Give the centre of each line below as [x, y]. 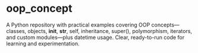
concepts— [165, 25]
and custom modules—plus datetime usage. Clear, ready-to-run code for [95, 37]
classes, [16, 31]
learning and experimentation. [43, 44]
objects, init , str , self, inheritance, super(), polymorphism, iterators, [110, 31]
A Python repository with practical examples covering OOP [78, 25]
